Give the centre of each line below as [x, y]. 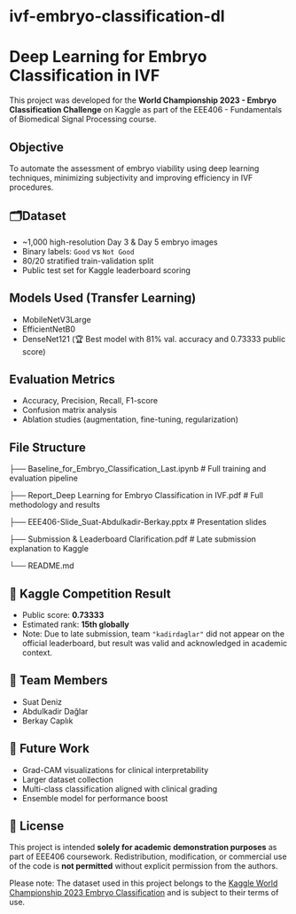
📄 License [37, 826]
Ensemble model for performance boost [95, 798]
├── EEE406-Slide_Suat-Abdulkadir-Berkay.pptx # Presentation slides [138, 522]
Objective [37, 147]
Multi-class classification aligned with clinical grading [120, 789]
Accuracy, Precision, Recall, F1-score [90, 401]
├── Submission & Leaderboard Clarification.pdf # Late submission [133, 539]
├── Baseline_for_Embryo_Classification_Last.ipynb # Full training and [138, 469]
